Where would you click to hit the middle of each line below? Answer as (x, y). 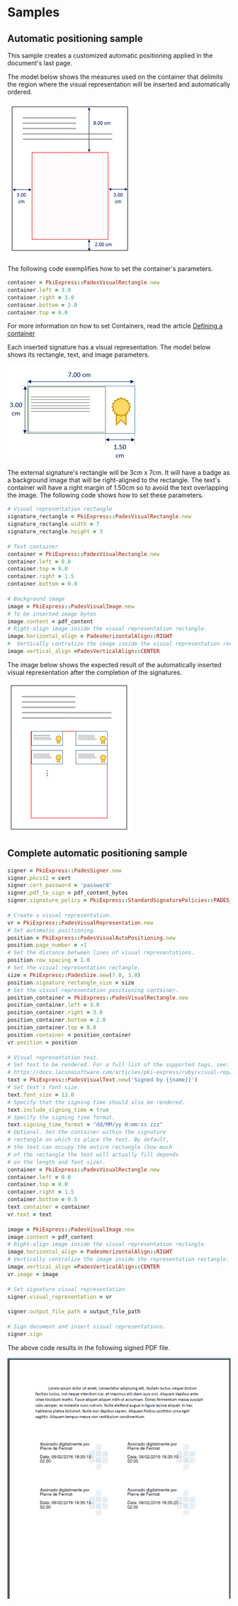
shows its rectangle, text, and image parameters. (79, 355)
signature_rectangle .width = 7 (53, 524)
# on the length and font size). (57, 1162)
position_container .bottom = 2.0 (57, 1020)
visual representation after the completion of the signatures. (95, 672)
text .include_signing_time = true (58, 1110)
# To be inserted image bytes (52, 614)
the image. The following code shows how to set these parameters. (106, 495)
